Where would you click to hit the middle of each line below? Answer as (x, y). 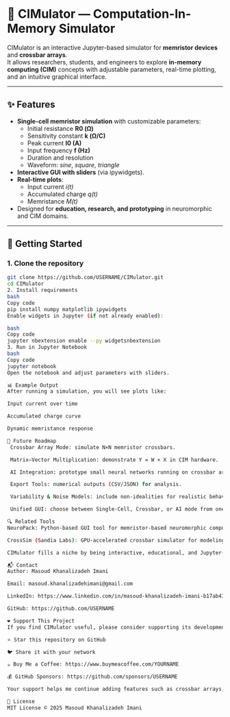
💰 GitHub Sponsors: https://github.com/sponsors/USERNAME (92, 677)
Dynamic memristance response (50, 429)
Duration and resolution (60, 158)
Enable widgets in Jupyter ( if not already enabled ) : (86, 316)
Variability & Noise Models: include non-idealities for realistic (108, 497)
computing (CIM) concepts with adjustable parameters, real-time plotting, (112, 69)
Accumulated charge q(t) (62, 194)
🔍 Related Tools (31, 522)
